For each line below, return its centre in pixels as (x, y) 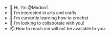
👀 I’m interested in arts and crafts (43, 13)
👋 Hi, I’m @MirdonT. (30, 8)
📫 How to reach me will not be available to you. (58, 28)
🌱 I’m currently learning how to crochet (49, 18)
